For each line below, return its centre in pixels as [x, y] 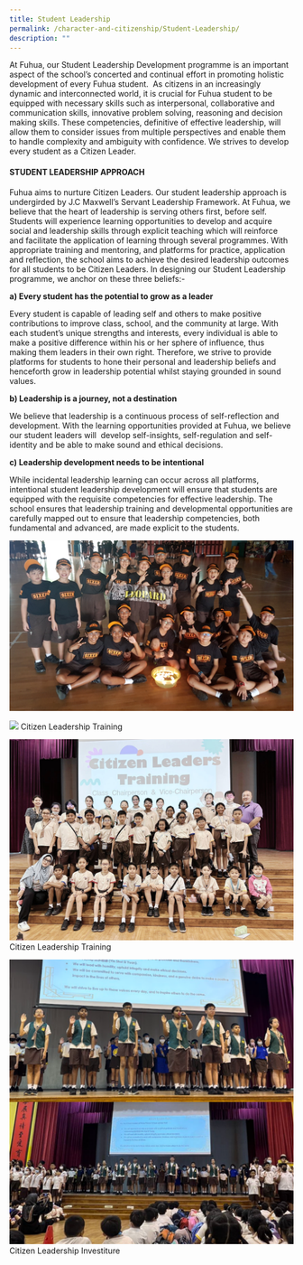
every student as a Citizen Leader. [73, 151]
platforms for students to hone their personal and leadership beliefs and [143, 361]
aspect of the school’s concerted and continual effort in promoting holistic [147, 75]
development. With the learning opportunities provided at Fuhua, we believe [150, 426]
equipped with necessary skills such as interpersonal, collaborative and [142, 103]
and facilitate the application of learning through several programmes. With [149, 240]
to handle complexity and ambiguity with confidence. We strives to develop [149, 142]
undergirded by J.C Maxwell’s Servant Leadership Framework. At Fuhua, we [150, 201]
